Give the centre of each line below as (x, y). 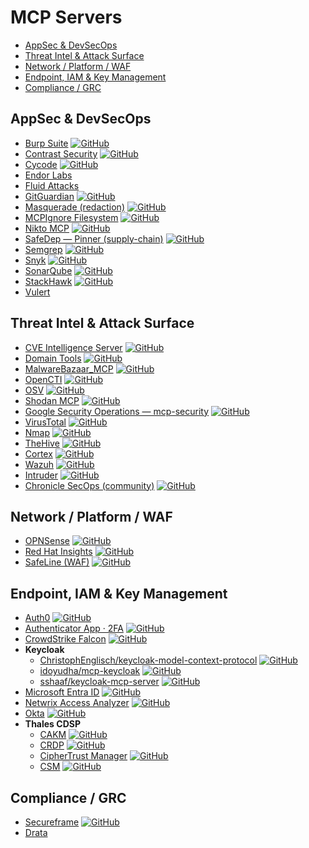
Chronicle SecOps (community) (89, 485)
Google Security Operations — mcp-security (117, 411)
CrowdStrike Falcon (65, 639)
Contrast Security (61, 153)
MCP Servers (66, 17)
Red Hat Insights (58, 552)
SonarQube (48, 270)
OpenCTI (43, 379)
